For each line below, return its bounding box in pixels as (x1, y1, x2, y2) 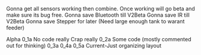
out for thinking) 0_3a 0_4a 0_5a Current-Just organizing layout (6, 42, 162, 49)
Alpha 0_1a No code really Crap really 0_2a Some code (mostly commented (6, 36, 192, 42)
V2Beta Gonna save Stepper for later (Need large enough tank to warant (6, 18, 185, 25)
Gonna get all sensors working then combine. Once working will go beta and (6, 5, 195, 12)
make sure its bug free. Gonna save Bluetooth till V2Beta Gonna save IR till (6, 11, 190, 19)
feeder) (6, 24, 25, 31)
